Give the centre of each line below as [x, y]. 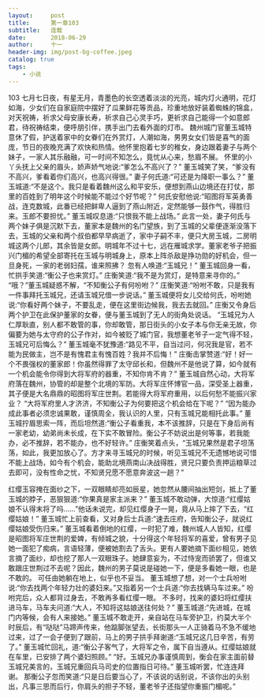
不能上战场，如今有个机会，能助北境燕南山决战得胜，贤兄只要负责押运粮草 [129, 462]
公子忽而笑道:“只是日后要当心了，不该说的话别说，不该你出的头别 [144, 676]
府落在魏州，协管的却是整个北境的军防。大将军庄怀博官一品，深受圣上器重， [132, 383]
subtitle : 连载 [35, 30]
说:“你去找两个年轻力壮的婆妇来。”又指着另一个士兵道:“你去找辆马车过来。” [127, 588]
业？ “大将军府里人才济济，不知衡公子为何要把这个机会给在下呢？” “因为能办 [132, 403]
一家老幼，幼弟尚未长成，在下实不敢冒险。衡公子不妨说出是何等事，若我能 [129, 433]
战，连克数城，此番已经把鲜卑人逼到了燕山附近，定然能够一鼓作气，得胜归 [129, 206]
